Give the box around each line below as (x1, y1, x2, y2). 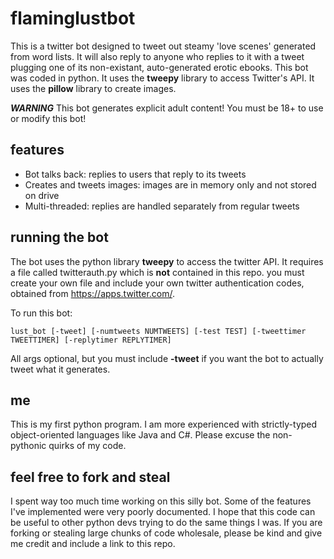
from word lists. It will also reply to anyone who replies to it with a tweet (10, 50, 305, 62)
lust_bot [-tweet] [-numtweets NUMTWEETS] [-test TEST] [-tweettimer (10, 326, 307, 336)
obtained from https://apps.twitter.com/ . (10, 287, 176, 299)
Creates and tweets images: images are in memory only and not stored (24, 178, 317, 191)
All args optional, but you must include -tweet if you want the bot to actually (10, 352, 324, 364)
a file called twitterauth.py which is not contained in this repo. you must (10, 266, 305, 278)
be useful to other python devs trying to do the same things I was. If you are (10, 517, 323, 529)
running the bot (10, 229, 109, 246)
